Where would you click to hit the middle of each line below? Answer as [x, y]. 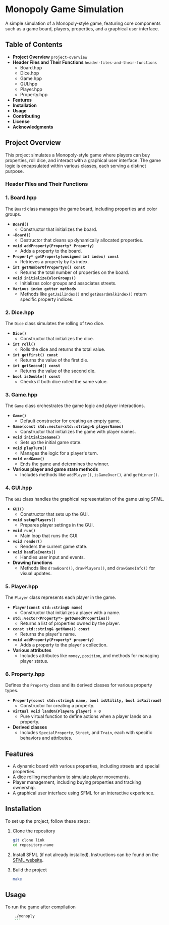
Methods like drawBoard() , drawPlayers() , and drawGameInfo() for [88, 568]
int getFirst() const [35, 355]
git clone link [29, 840]
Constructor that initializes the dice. [57, 339]
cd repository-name [33, 845]
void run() [24, 531]
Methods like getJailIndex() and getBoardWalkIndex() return [83, 294]
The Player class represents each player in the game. [61, 597]
